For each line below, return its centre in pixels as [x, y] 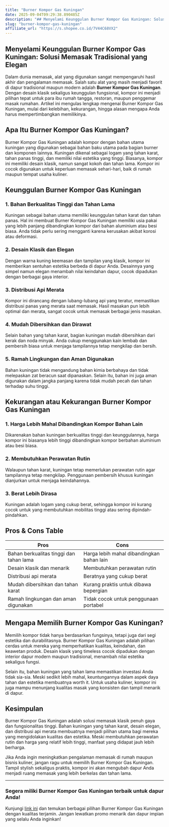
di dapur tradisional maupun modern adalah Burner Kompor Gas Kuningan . [83, 87]
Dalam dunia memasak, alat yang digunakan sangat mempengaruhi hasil [80, 76]
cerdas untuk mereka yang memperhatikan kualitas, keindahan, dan [75, 646]
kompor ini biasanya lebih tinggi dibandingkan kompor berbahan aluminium [83, 440]
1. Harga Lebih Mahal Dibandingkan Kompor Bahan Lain [74, 424]
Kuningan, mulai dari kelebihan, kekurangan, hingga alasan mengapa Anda [82, 109]
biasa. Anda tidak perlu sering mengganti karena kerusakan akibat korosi [81, 231]
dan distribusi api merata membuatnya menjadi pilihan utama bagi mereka [82, 731]
